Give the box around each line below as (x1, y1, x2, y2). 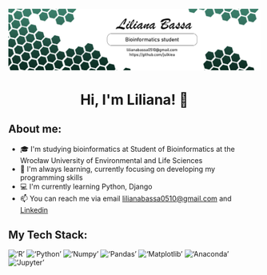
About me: (8, 122, 62, 136)
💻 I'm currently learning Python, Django (19, 181, 153, 191)
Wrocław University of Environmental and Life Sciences (19, 155, 203, 165)
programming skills (19, 173, 83, 182)
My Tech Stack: (8, 228, 88, 241)
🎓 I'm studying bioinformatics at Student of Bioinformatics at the (19, 144, 236, 153)
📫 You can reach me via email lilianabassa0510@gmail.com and (19, 193, 232, 203)
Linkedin (19, 205, 49, 214)
